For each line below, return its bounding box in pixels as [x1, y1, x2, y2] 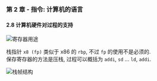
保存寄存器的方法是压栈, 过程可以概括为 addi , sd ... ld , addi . [6, 55, 152, 63]
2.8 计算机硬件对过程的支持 [6, 21, 73, 28]
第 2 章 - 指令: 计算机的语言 [6, 5, 83, 13]
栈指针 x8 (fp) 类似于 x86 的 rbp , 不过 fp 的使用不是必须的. [6, 48, 151, 55]
